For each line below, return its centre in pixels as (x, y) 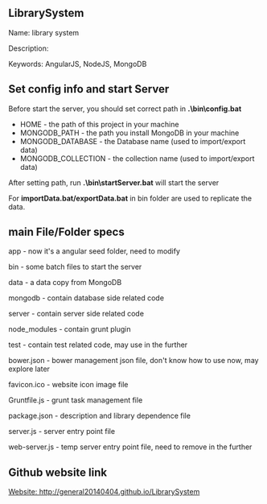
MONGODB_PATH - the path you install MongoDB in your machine (129, 133)
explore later (29, 369)
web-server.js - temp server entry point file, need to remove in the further (130, 447)
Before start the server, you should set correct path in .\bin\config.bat (125, 109)
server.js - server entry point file (62, 432)
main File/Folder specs (66, 232)
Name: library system (44, 32)
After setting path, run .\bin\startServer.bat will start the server (114, 182)
